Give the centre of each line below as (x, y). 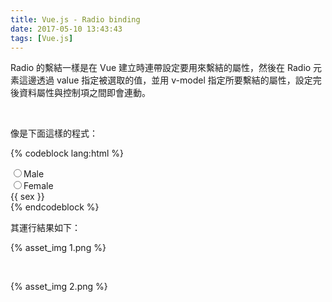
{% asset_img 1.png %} (58, 248)
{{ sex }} (27, 197)
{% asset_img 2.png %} (59, 287)
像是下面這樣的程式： (54, 133)
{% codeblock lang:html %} (67, 153)
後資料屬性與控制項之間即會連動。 (80, 93)
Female (38, 186)
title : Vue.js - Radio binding (75, 19)
